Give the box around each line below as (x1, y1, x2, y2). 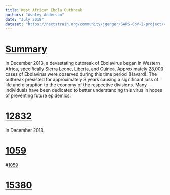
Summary (5, 44, 47, 55)
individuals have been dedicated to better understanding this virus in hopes (5, 87, 163, 93)
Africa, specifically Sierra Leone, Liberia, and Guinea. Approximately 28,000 (5, 66, 164, 72)
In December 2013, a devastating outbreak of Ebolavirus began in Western (5, 60, 160, 67)
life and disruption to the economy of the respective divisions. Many (5, 82, 147, 88)
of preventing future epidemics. (5, 92, 71, 99)
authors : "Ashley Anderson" (5, 12, 65, 17)
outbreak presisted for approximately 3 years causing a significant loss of (5, 77, 159, 83)
